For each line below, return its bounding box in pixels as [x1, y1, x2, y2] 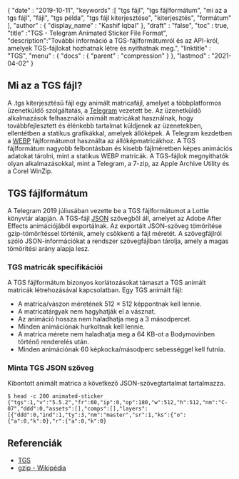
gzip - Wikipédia [17, 463, 66, 473]
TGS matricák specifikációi [7, 262, 103, 272]
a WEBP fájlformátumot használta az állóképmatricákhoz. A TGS [7, 136, 196, 145]
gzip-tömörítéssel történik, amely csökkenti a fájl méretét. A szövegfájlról [7, 229, 223, 237]
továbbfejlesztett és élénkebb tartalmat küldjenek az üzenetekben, [7, 121, 203, 130]
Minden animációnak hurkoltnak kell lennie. [17, 322, 145, 331]
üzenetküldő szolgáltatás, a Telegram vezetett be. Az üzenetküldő [7, 106, 202, 115]
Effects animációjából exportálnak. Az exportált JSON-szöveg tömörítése [7, 221, 223, 230]
